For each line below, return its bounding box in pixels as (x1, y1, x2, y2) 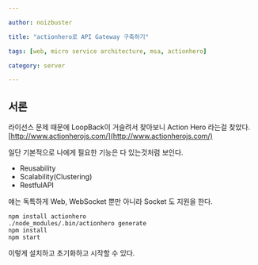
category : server (8, 61, 66, 70)
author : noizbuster (8, 18, 73, 26)
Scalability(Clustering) (19, 172, 93, 182)
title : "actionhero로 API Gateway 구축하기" (8, 33, 149, 40)
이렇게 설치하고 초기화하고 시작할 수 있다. (8, 248, 135, 258)
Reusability (19, 163, 56, 173)
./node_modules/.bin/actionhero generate (8, 220, 147, 228)
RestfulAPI (19, 180, 54, 190)
